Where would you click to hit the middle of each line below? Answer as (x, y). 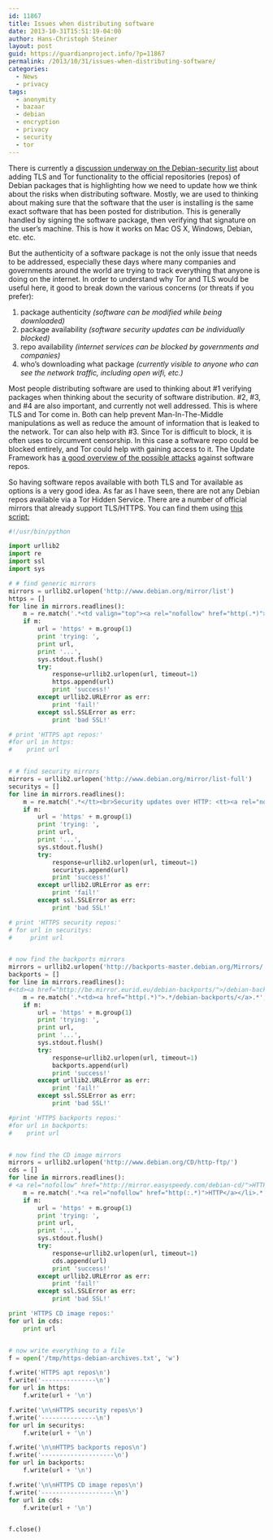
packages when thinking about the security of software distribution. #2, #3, (135, 397)
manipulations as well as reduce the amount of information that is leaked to (134, 423)
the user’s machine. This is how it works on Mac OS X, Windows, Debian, (131, 228)
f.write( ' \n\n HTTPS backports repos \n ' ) (78, 1448)
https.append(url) (83, 682)
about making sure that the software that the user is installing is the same (131, 202)
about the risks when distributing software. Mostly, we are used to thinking (133, 194)
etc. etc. (22, 237)
